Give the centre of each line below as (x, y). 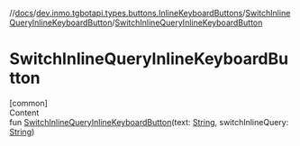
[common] (28, 103)
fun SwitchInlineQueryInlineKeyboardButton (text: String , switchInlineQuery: (149, 122)
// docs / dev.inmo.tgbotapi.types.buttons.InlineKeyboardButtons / (127, 13)
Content (24, 113)
